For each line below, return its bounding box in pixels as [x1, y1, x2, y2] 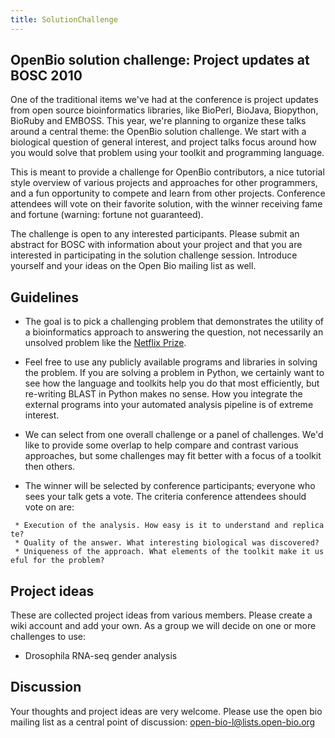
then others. [24, 461, 76, 473]
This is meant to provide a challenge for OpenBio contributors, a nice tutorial [10, 166, 325, 178]
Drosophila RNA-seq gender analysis [24, 650, 178, 662]
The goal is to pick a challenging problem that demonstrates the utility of [24, 316, 325, 328]
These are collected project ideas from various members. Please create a [10, 609, 313, 621]
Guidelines [10, 289, 79, 306]
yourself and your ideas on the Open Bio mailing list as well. [10, 260, 257, 272]
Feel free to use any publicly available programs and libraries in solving [24, 356, 318, 368]
